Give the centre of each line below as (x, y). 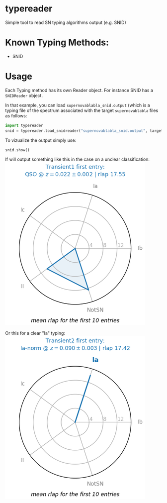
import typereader (24, 125)
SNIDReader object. (24, 96)
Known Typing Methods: (57, 43)
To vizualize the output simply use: (41, 140)
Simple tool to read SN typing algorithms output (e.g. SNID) (66, 22)
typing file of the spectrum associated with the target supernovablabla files (82, 110)
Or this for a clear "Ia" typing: (35, 333)
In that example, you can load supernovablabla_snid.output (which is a (78, 105)
